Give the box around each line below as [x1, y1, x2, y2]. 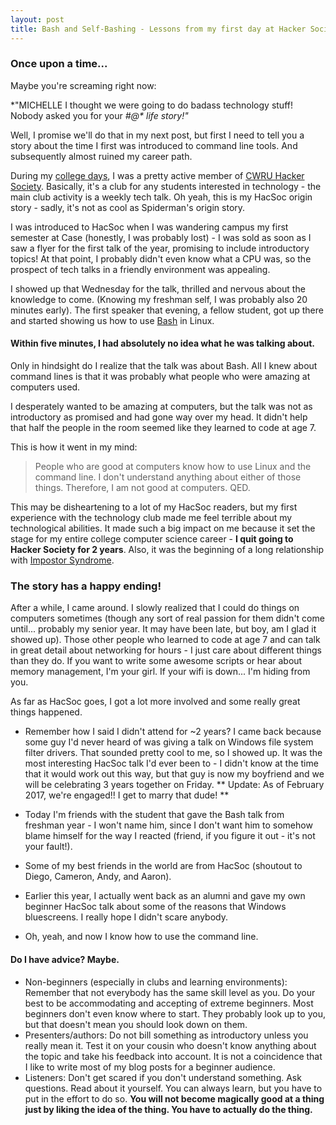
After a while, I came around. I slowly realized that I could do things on [10, 602, 300, 614]
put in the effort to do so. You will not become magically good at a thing [24, 1092, 325, 1105]
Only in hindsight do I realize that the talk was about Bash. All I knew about [10, 360, 318, 371]
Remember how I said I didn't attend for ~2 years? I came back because [24, 726, 322, 738]
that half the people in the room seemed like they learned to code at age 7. [10, 422, 317, 433]
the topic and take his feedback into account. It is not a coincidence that [24, 1050, 323, 1062]
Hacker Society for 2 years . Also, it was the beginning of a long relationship [10, 544, 324, 555]
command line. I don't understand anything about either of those [34, 471, 302, 483]
